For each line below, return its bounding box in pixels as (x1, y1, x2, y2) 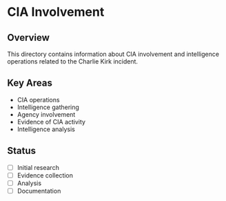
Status (7, 145, 37, 157)
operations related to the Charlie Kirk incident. (7, 57, 138, 66)
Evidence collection (17, 171, 74, 180)
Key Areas (7, 77, 53, 89)
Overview (7, 32, 50, 44)
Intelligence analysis (17, 125, 76, 133)
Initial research (17, 163, 60, 171)
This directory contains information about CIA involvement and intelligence (7, 50, 219, 58)
